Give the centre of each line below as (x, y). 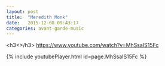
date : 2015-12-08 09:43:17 (42, 23)
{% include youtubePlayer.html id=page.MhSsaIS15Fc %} (77, 56)
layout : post (22, 12)
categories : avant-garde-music (45, 28)
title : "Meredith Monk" (37, 17)
